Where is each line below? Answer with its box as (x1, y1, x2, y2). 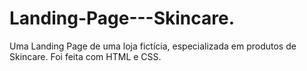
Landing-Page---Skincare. (9, 7, 236, 30)
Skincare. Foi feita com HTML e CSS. (9, 50, 162, 62)
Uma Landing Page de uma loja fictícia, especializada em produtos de (9, 40, 297, 52)
